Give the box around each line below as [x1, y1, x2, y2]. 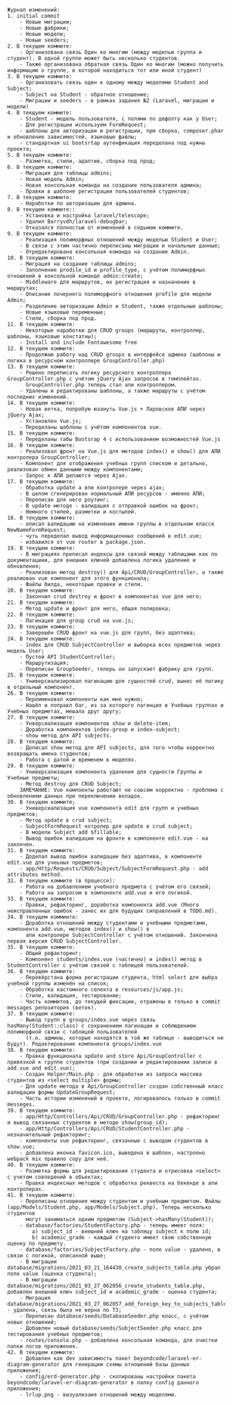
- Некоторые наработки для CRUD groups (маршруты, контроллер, [19, 327, 206, 334]
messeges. [7, 1101, 36, 1108]
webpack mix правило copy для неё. [7, 1156, 110, 1162]
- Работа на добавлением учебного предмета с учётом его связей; [19, 883, 212, 890]
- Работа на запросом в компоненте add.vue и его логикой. [19, 889, 193, 896]
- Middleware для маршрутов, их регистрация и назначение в [19, 279, 196, 285]
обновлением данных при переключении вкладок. [7, 793, 144, 800]
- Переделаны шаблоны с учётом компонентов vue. [19, 424, 162, 431]
